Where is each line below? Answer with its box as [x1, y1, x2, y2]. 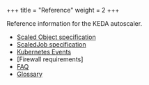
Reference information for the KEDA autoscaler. [6, 20, 143, 27]
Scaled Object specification [16, 33, 96, 41]
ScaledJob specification [16, 40, 86, 48]
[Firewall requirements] [16, 55, 84, 63]
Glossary [16, 70, 43, 78]
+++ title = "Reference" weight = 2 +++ [6, 6, 120, 14]
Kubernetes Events [16, 48, 71, 56]
